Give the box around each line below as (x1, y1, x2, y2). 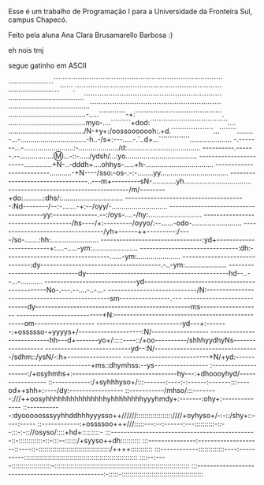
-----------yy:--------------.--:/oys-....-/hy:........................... (8, 210, 203, 219)
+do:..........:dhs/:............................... (8, 193, 124, 202)
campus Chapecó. (8, 15, 68, 24)
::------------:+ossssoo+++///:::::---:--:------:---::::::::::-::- (37, 419, 225, 428)
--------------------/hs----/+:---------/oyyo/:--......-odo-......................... (8, 218, 242, 228)
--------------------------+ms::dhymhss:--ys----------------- (8, 361, 209, 369)
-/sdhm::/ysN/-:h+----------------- (8, 352, 122, 361)
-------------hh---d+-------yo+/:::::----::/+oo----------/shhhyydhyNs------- (8, 335, 256, 345)
